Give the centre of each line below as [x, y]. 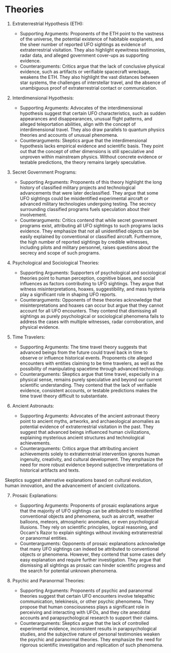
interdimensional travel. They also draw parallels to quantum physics [92, 130]
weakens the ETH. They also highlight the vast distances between [89, 77]
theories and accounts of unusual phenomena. [69, 135]
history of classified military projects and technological [78, 187]
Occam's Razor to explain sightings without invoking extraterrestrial [91, 532]
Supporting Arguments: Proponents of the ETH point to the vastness [92, 33]
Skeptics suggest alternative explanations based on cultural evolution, [79, 480]
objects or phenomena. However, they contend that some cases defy [93, 554]
